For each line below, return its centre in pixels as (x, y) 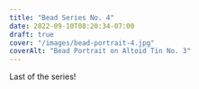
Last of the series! (43, 76)
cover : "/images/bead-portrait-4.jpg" (82, 43)
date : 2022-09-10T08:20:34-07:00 (72, 26)
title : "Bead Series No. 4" (62, 18)
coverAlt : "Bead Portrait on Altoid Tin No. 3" (100, 51)
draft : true (32, 34)
